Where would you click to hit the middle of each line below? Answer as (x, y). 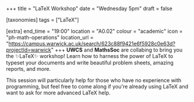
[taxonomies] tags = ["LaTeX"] (43, 20)
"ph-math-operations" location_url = (50, 37)
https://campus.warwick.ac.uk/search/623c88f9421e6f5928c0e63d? (92, 44)
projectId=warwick (29, 50)
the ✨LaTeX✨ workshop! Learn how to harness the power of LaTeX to (90, 56)
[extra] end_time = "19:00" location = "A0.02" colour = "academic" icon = (94, 31)
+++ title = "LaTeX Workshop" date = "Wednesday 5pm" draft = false (89, 8)
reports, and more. (28, 69)
